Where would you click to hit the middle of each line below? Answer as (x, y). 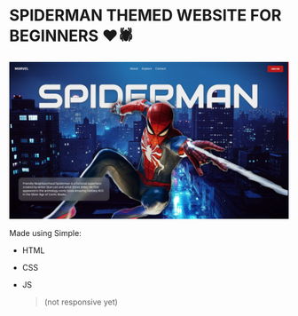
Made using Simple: (45, 233)
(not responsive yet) (81, 302)
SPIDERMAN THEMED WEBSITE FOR (145, 16)
